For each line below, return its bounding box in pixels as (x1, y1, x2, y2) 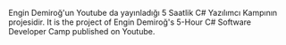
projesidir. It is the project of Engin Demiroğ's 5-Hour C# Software (8, 17, 252, 27)
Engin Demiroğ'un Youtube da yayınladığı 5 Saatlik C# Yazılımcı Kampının (8, 8, 278, 18)
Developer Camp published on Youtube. (8, 26, 156, 36)
